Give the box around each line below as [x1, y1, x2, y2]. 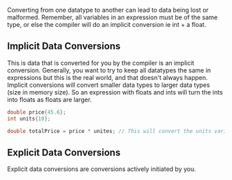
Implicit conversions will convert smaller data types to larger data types [7, 81, 211, 89]
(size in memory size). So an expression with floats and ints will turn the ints [7, 88, 223, 96]
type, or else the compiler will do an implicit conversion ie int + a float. [7, 21, 206, 28]
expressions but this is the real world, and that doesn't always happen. [7, 73, 209, 81]
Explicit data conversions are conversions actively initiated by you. [7, 165, 196, 173]
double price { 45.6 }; [7, 108, 67, 116]
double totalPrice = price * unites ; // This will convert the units [7, 128, 212, 134]
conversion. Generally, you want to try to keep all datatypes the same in [7, 66, 211, 74]
